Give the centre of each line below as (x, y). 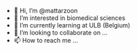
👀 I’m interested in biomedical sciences (70, 18)
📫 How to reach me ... (46, 40)
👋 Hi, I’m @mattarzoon (46, 11)
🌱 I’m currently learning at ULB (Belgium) (72, 25)
